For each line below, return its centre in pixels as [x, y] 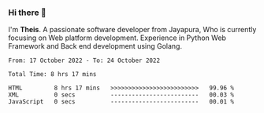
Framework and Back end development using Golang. [95, 46]
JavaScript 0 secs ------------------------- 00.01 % [121, 102]
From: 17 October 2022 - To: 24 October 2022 [84, 61]
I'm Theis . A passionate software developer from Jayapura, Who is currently [132, 30]
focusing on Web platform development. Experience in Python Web [117, 38]
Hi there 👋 [28, 13]
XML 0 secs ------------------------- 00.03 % [121, 95]
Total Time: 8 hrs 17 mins [52, 75]
